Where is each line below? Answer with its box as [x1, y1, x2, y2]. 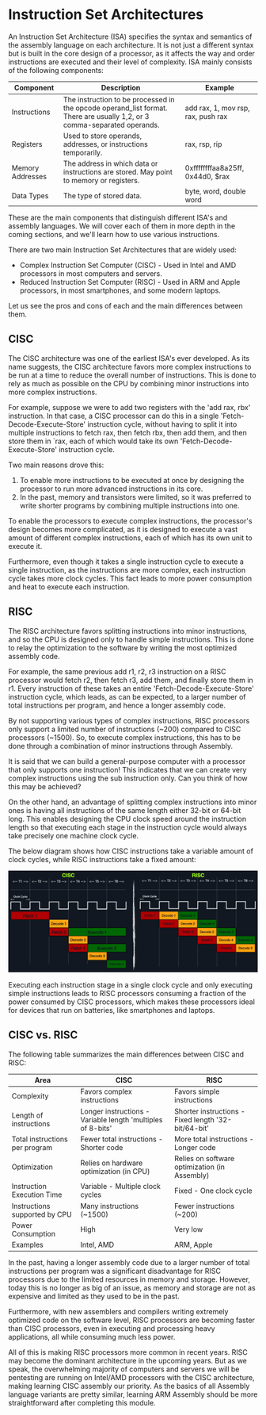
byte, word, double [184, 186, 246, 196]
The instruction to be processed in [63, 94, 176, 104]
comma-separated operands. [63, 120, 160, 129]
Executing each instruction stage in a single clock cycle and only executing [8, 980, 253, 989]
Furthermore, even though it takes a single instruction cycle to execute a [8, 557, 244, 566]
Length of [11, 1110, 44, 1120]
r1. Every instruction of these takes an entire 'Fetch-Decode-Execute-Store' [8, 684, 255, 693]
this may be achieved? [8, 781, 82, 791]
